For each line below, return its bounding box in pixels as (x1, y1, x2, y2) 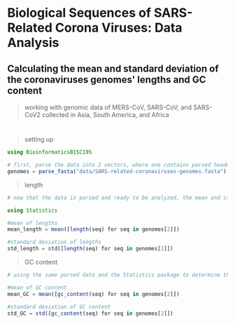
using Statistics (7, 207, 58, 214)
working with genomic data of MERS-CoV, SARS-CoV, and (24, 103, 192, 112)
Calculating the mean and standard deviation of (7, 62, 219, 74)
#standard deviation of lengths (7, 238, 101, 246)
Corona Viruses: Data (55, 20, 183, 36)
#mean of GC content (7, 284, 68, 291)
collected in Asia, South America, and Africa (41, 111, 169, 119)
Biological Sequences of (7, 5, 152, 21)
